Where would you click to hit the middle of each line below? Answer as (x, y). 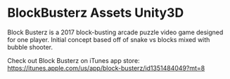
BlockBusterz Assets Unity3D (96, 13)
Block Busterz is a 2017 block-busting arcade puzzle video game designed (115, 32)
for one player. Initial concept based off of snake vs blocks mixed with (109, 39)
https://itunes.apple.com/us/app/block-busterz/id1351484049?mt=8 (106, 68)
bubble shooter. (30, 47)
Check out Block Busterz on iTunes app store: (74, 60)
